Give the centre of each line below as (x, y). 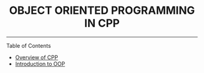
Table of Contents (29, 45)
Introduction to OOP (40, 63)
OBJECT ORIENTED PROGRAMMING (102, 11)
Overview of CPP (36, 57)
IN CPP (102, 23)
